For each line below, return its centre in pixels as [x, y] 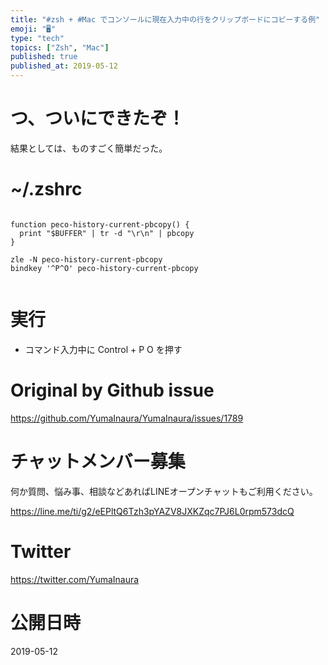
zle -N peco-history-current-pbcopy [86, 259]
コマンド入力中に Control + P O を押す [103, 349]
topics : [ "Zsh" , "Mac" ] [60, 47]
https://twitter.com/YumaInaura [75, 579]
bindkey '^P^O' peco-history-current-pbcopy [104, 268]
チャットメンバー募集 [98, 461]
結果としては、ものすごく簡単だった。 [89, 148]
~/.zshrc [46, 189]
